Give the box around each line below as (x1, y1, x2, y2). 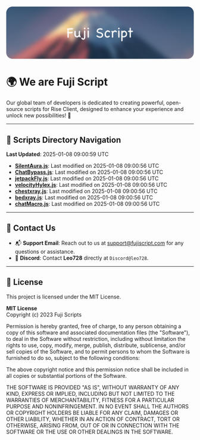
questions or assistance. (14, 248, 76, 255)
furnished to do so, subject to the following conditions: (6, 354, 140, 361)
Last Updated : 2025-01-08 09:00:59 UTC (6, 150, 109, 158)
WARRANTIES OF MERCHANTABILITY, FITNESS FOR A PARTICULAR (6, 396, 174, 404)
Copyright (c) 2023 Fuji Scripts (6, 311, 82, 318)
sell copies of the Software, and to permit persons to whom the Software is (6, 347, 190, 355)
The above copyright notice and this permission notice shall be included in (6, 365, 189, 373)
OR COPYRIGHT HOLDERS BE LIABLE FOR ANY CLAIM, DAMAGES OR (6, 409, 179, 416)
